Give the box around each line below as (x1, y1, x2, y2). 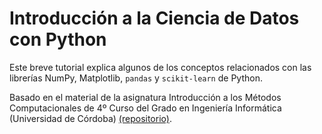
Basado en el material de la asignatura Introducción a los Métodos (9, 91, 282, 103)
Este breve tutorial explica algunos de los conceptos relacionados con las (9, 61, 312, 73)
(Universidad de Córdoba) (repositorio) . (9, 112, 172, 124)
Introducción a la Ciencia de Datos (9, 7, 300, 30)
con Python (9, 28, 107, 51)
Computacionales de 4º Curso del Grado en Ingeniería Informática (9, 102, 282, 114)
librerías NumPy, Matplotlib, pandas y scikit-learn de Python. (9, 72, 263, 84)
